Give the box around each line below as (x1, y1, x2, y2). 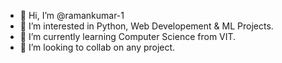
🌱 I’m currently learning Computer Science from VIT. (19, 31, 237, 42)
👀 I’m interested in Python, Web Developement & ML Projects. (19, 20, 274, 32)
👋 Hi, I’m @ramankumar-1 (19, 10, 125, 21)
